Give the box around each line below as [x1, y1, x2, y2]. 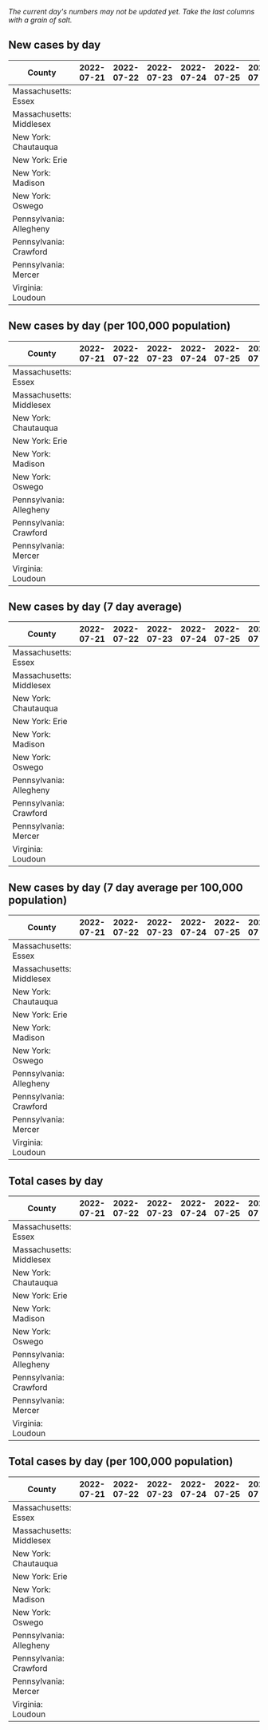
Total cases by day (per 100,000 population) [8, 1455, 234, 1468]
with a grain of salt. [8, 15, 73, 25]
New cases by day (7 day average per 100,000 [8, 881, 243, 894]
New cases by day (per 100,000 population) [8, 319, 231, 333]
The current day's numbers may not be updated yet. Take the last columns [8, 7, 255, 16]
